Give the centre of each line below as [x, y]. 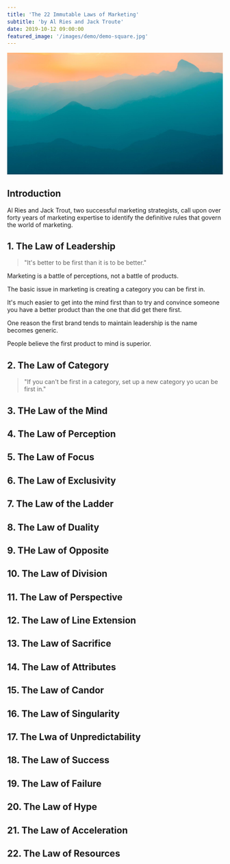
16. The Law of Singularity [63, 713]
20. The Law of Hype [52, 807]
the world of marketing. [40, 225]
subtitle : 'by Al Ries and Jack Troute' [66, 22]
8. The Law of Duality [53, 527]
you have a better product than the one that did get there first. [94, 310]
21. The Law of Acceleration [67, 830]
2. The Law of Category [58, 365]
